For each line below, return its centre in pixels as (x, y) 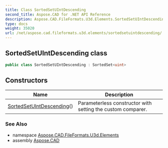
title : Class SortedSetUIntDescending (45, 10)
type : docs (16, 24)
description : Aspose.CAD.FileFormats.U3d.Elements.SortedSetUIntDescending (86, 19)
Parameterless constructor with (115, 103)
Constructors (26, 80)
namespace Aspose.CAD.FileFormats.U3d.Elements (65, 135)
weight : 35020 (20, 28)
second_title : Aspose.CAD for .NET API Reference (58, 14)
